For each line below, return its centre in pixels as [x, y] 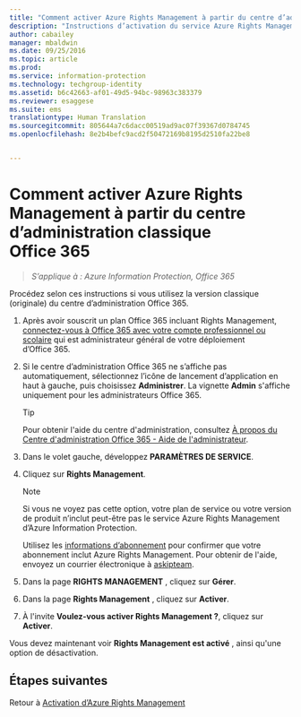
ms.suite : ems [36, 109]
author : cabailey [42, 34]
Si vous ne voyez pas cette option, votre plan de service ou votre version [157, 508]
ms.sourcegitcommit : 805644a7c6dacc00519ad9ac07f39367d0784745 [130, 126]
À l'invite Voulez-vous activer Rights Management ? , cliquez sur [143, 616]
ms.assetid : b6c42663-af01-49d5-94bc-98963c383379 [106, 92]
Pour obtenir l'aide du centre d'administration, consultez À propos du [150, 429]
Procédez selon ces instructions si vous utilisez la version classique [134, 293]
